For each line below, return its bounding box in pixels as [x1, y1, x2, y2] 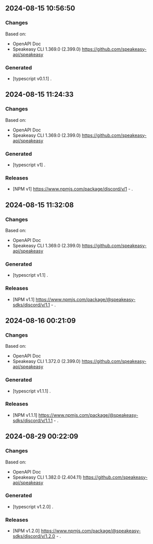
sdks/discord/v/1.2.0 [12, 533, 56, 539]
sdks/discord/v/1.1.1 [12, 417, 53, 423]
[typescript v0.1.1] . [12, 76, 52, 82]
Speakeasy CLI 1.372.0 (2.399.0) [12, 358, 81, 365]
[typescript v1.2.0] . [12, 503, 54, 510]
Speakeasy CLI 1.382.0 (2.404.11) [12, 474, 82, 480]
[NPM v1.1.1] [12, 412, 37, 418]
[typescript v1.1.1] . [12, 388, 51, 394]
